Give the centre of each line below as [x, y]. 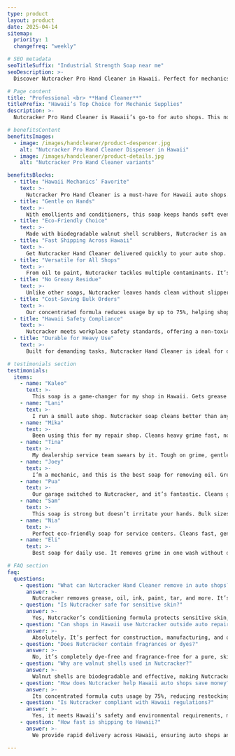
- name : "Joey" [42, 461]
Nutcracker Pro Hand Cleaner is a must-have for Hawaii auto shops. [128, 195]
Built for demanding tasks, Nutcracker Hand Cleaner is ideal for [124, 351]
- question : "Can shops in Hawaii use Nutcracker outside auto [114, 624]
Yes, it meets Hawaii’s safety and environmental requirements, [128, 716]
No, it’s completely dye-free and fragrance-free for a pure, [125, 657]
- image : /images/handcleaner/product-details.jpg [89, 156]
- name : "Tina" [42, 443]
